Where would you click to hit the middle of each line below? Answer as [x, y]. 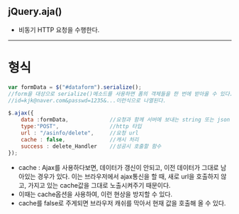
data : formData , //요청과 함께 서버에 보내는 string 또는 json [126, 120]
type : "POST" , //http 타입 [82, 127]
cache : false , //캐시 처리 [80, 139]
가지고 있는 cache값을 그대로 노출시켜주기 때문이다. [99, 185]
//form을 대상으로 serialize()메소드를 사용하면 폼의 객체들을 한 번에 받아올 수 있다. [121, 94]
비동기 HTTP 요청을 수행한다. [59, 30]
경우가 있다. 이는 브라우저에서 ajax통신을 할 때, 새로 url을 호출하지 [128, 176]
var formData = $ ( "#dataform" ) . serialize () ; [75, 87]
